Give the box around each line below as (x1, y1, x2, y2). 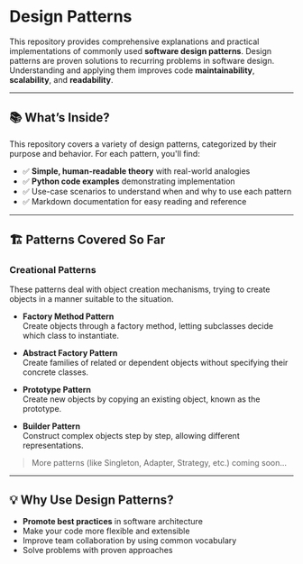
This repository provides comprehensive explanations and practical (9, 36, 260, 47)
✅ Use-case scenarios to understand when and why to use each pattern (22, 186, 292, 196)
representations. (22, 440, 84, 451)
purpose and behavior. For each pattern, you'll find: (9, 148, 200, 159)
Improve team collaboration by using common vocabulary (22, 535, 237, 546)
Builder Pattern (22, 421, 81, 432)
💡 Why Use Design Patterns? (9, 492, 174, 507)
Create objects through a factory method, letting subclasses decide (22, 321, 273, 332)
